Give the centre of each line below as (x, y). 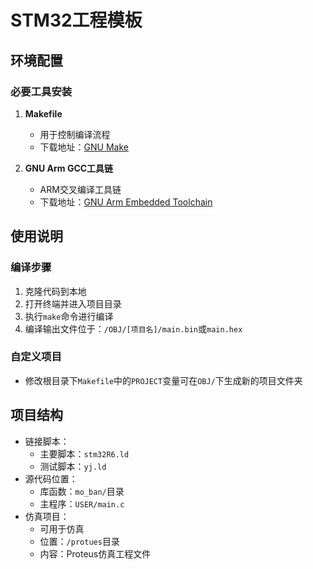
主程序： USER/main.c (82, 503)
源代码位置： (51, 478)
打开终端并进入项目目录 (73, 303)
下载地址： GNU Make (84, 147)
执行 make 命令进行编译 (69, 316)
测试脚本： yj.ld (73, 466)
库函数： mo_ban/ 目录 (82, 491)
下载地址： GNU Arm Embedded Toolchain (126, 202)
